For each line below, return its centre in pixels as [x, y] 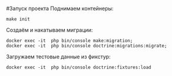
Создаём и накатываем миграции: [49, 30]
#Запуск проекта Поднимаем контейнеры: [60, 8]
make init [18, 19]
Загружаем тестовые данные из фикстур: [58, 57]
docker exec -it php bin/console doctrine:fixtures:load [79, 67]
